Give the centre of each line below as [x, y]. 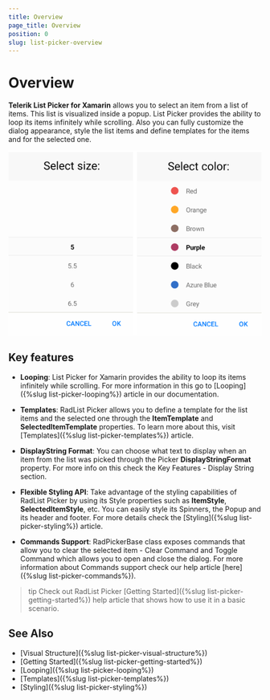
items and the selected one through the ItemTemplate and [117, 418]
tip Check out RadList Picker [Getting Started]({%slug [117, 591]
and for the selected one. [50, 140]
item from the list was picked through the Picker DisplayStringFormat [135, 459]
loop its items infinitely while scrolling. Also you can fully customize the [126, 122]
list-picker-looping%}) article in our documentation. [134, 394]
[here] [232, 567]
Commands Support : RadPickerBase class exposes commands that [133, 541]
